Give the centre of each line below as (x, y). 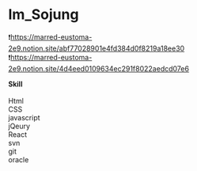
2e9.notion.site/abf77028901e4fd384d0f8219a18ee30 (97, 48)
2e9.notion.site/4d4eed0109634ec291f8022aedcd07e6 (99, 68)
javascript (25, 117)
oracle (19, 159)
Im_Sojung (44, 15)
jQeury (19, 126)
